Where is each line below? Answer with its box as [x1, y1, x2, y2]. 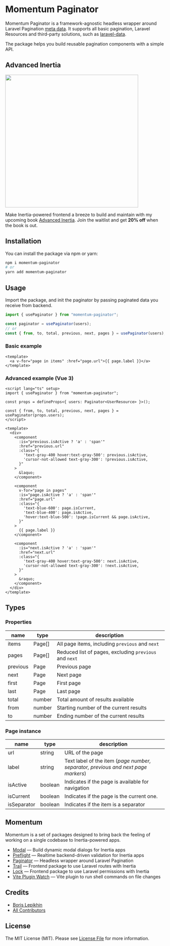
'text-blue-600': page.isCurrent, [23, 506, 96, 511]
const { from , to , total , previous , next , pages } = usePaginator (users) [5, 330, 164, 336]
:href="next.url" [18, 550, 56, 555]
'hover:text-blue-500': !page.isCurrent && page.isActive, [23, 514, 151, 520]
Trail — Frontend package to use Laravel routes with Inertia [12, 863, 136, 869]
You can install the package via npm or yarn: [5, 250, 98, 256]
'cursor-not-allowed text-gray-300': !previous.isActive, [23, 457, 148, 462]
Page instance [5, 727, 41, 735]
